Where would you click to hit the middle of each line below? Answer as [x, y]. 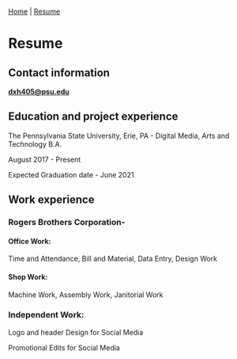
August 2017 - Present [45, 159]
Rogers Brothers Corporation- [67, 223]
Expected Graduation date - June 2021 [71, 174]
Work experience [51, 200]
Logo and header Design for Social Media [76, 332]
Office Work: [30, 241]
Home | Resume [34, 11]
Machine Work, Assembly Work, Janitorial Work [86, 294]
